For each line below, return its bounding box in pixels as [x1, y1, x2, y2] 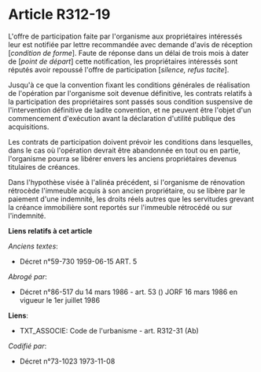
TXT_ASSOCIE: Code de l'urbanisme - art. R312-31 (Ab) [19, 326, 199, 335]
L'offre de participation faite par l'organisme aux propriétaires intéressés [8, 31, 242, 41]
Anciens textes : [8, 241, 59, 251]
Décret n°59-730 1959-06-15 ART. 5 [19, 256, 138, 266]
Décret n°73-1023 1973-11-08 [19, 356, 116, 366]
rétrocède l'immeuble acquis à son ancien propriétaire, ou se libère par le [8, 186, 245, 195]
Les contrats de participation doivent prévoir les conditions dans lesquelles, [8, 137, 253, 146]
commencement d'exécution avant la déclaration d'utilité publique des [8, 113, 236, 123]
